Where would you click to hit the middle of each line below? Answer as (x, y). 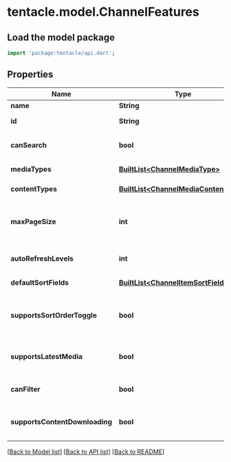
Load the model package (61, 37)
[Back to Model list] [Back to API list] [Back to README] (86, 452)
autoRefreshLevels (42, 258)
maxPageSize (33, 221)
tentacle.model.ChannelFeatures (103, 12)
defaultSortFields (40, 283)
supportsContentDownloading (61, 421)
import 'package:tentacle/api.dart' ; (61, 53)
